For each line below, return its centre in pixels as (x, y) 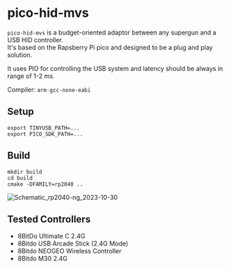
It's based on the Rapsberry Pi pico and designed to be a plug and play (110, 47)
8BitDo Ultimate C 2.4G (51, 236)
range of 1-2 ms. (31, 76)
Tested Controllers (49, 219)
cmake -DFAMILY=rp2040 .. (45, 184)
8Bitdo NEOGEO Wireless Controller (69, 251)
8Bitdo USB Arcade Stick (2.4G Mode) (73, 243)
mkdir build (25, 172)
